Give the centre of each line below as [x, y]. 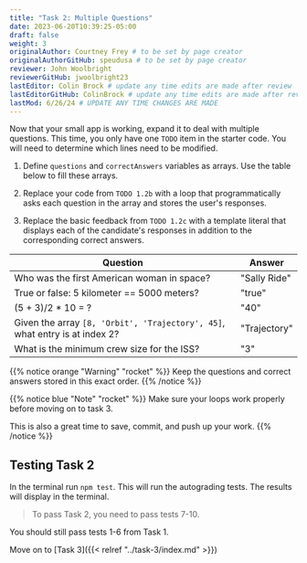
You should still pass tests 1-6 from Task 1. [89, 532]
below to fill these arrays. [70, 175]
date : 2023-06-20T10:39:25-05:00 [73, 27]
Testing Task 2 [52, 465]
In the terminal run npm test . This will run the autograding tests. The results [151, 487]
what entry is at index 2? [67, 335]
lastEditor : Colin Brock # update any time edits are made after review [151, 86]
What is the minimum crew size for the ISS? [107, 349]
